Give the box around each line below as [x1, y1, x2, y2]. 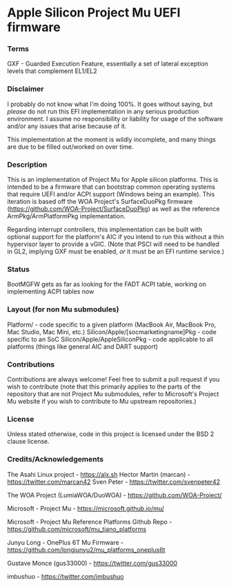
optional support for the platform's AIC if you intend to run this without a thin [7, 233, 224, 241]
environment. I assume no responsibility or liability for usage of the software [7, 114, 223, 123]
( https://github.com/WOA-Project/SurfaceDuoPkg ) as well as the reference [7, 205, 220, 213]
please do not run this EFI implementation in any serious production [7, 107, 199, 115]
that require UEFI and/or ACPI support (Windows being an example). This [7, 190, 215, 198]
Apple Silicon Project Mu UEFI [7, 5, 181, 21]
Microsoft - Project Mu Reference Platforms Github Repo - [7, 517, 172, 526]
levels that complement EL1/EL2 [7, 67, 98, 75]
